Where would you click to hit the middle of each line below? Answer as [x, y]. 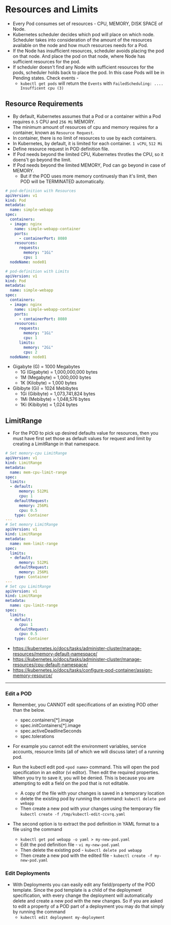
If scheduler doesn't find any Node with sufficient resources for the [83, 67]
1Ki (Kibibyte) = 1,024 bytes [49, 404]
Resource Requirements [44, 104]
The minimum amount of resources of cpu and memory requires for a [85, 127]
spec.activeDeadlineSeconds [51, 731]
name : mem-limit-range [34, 544]
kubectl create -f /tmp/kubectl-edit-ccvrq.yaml [73, 815]
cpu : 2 [31, 352]
